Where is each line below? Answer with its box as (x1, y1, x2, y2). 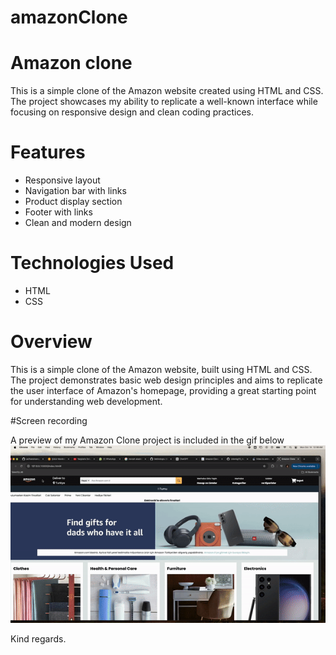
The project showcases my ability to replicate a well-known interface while (10, 96, 318, 108)
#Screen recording (10, 414, 88, 426)
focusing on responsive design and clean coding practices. (10, 106, 255, 118)
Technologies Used (10, 252, 175, 275)
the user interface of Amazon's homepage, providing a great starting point (10, 384, 317, 396)
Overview (10, 331, 93, 353)
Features (10, 141, 86, 164)
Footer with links (24, 206, 93, 218)
